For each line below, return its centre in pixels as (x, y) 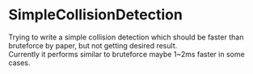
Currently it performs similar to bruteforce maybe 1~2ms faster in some (126, 54)
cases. (19, 63)
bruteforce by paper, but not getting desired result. (93, 45)
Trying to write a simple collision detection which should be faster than (126, 37)
